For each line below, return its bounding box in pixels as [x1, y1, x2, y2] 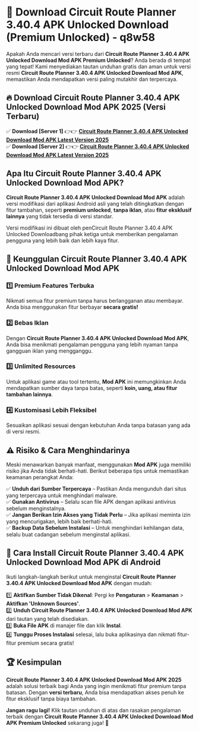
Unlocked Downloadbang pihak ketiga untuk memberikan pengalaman [6, 230, 178, 237]
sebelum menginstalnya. [6, 505, 67, 512]
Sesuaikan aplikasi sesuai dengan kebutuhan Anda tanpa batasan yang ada [6, 422, 191, 429]
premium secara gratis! [17, 639, 74, 646]
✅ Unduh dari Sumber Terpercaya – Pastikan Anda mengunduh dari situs [6, 485, 187, 492]
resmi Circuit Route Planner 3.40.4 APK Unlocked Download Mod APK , [6, 69, 184, 76]
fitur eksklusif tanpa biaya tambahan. [6, 695, 97, 702]
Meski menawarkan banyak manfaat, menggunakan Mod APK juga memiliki [6, 461, 191, 468]
